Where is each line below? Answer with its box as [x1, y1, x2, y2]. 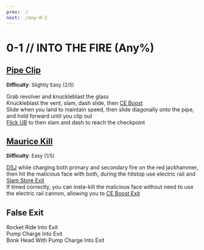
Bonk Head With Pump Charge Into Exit [6, 237, 105, 244]
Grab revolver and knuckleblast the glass [6, 93, 109, 100]
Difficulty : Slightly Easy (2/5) [6, 81, 74, 88]
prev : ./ [6, 9, 29, 15]
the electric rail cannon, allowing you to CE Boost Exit [6, 190, 140, 197]
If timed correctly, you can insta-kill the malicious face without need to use [6, 184, 194, 191]
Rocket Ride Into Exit [6, 224, 58, 231]
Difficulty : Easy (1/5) [6, 152, 55, 159]
